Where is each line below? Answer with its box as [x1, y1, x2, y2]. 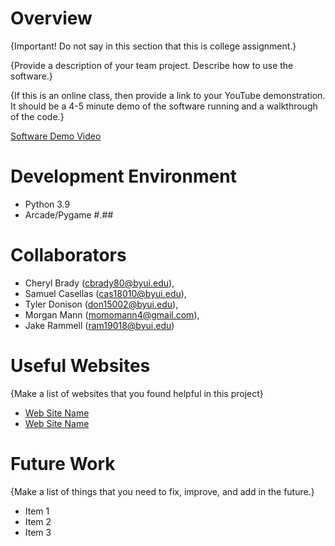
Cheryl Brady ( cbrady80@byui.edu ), [24, 277, 175, 289]
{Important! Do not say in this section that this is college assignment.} [10, 40, 297, 52]
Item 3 [24, 526, 52, 538]
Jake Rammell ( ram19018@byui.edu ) [24, 319, 175, 331]
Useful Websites [10, 355, 151, 377]
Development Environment [10, 165, 237, 188]
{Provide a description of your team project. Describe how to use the [10, 59, 294, 71]
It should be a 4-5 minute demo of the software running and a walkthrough [10, 100, 318, 112]
